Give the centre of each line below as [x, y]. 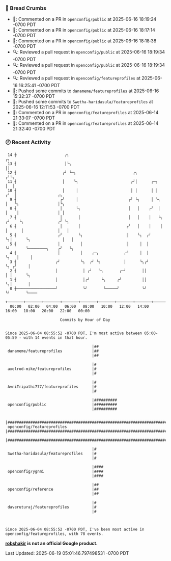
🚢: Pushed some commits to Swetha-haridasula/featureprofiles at [83, 102]
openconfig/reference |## [53, 489]
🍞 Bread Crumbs [26, 8]
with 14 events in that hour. [55, 338]
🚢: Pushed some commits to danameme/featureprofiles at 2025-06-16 [86, 91]
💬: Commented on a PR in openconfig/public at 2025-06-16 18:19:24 [84, 19]
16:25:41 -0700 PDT [39, 86]
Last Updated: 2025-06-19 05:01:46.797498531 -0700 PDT [67, 553]
